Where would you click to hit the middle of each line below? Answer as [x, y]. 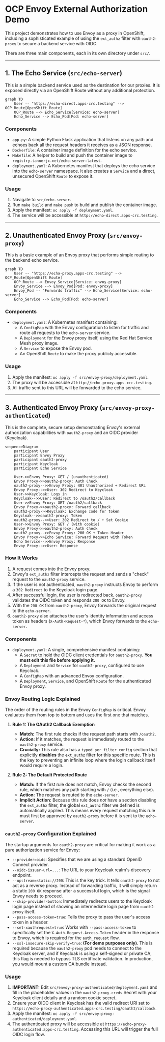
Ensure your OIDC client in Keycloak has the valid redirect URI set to [81, 1003]
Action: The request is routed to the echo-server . [69, 795]
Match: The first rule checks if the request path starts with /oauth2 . [88, 734]
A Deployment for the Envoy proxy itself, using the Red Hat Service [86, 338]
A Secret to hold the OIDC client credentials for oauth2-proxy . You [86, 655]
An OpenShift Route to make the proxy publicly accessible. [79, 354]
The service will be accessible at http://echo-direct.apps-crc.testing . [85, 215]
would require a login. [41, 766]
